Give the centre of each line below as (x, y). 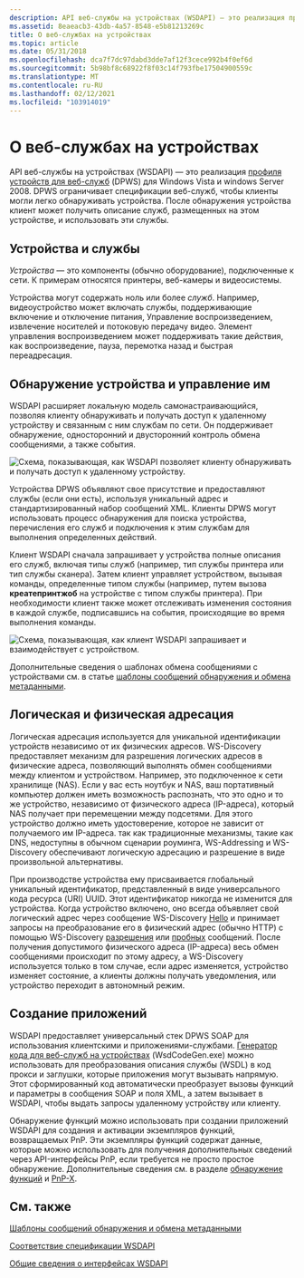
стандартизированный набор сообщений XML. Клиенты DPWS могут (143, 508)
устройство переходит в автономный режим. (97, 985)
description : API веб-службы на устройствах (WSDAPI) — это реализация (147, 18)
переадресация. (41, 355)
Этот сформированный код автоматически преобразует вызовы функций (152, 1083)
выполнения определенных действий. (83, 537)
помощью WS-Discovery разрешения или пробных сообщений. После (145, 937)
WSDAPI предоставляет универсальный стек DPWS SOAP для (129, 1035)
